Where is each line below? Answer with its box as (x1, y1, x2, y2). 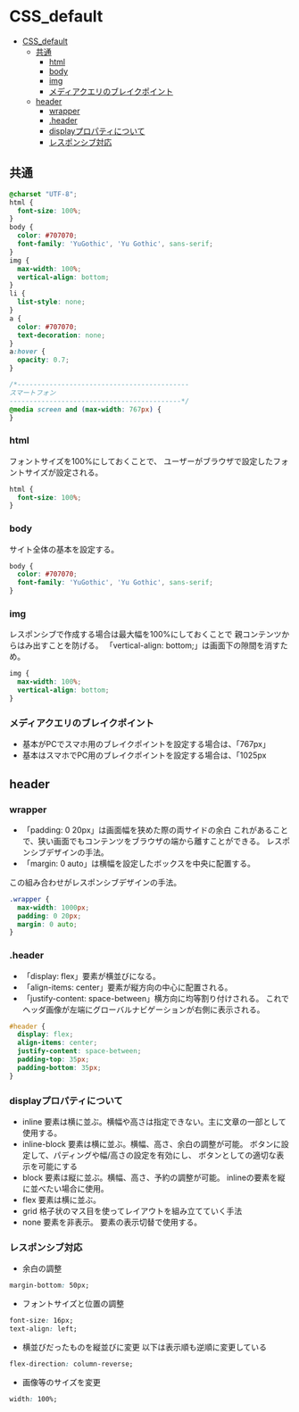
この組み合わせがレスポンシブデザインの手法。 (9, 876, 181, 887)
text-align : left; (9, 1325, 78, 1333)
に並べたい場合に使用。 (21, 1183, 109, 1193)
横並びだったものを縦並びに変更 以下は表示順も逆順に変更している (21, 1341, 268, 1352)
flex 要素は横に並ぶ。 (21, 1194, 101, 1205)
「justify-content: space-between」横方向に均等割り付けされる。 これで (21, 993, 290, 1003)
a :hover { (9, 347, 46, 356)
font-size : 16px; (9, 1316, 74, 1325)
